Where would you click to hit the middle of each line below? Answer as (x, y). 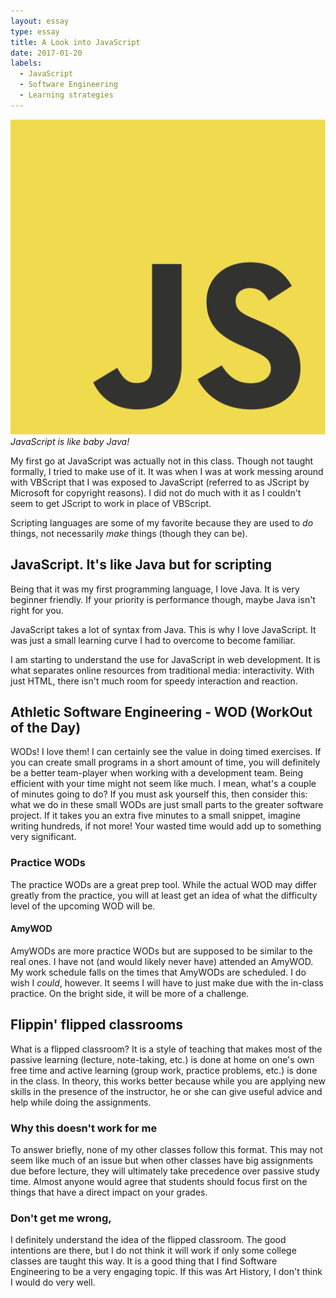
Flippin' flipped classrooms (97, 1025)
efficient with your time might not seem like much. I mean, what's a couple (163, 784)
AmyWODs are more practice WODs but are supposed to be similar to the (161, 951)
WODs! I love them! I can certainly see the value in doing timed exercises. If (166, 752)
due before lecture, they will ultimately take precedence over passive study (165, 1171)
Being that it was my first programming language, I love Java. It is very (155, 589)
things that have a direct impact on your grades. (109, 1192)
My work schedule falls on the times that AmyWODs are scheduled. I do (158, 972)
